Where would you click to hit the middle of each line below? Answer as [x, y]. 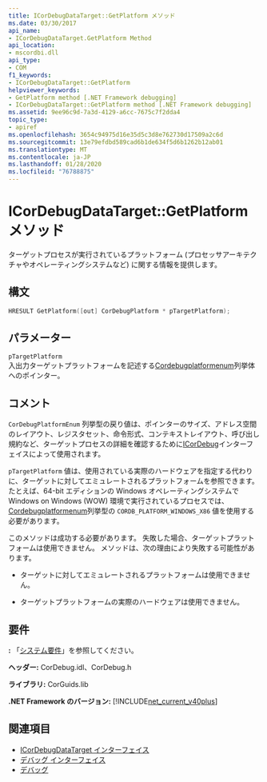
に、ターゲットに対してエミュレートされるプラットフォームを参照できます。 [134, 481]
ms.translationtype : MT [48, 150]
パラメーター [40, 338]
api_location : [32, 46]
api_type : [25, 61]
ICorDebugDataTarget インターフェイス [84, 749]
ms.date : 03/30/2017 [43, 23]
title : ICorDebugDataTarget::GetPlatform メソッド [92, 16]
